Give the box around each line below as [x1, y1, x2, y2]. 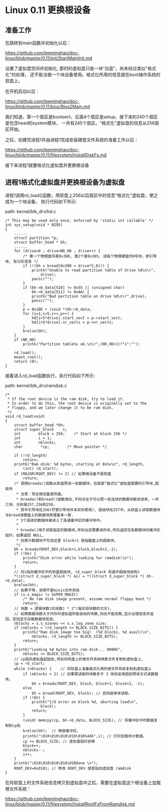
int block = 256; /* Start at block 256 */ [14, 431, 127, 436]
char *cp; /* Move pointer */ [14, 444, 107, 449]
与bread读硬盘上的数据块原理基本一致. [5, 513, 74, 517]
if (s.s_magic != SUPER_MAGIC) [14, 592, 79, 597]
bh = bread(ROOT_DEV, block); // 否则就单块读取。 [31, 691, 132, 696]
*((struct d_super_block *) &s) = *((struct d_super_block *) [14, 574, 145, 579]
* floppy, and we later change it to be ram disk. [7, 405, 114, 410]
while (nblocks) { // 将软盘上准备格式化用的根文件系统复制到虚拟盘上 [14, 666, 152, 671]
